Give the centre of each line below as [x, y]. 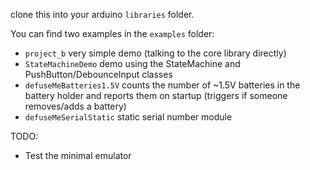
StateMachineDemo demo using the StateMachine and [132, 63]
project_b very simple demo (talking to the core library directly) [155, 53]
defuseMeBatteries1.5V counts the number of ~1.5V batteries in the [162, 85]
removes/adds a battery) [75, 106]
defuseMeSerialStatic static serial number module [128, 117]
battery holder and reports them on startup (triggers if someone [156, 95]
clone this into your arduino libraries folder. [102, 14]
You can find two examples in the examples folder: [112, 33]
